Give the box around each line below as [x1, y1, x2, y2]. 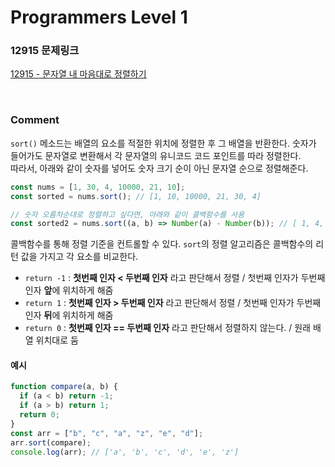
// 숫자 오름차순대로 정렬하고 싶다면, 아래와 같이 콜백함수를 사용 [10, 209, 245, 220]
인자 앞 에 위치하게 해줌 [24, 284, 114, 296]
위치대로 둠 [35, 334, 79, 346]
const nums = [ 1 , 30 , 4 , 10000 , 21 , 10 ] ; [10, 182, 186, 192]
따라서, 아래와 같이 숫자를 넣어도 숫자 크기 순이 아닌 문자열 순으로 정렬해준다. [10, 162, 309, 174]
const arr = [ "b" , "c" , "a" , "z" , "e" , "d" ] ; [10, 428, 204, 438]
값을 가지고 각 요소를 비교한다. [20, 251, 139, 263]
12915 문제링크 [10, 44, 80, 58]
